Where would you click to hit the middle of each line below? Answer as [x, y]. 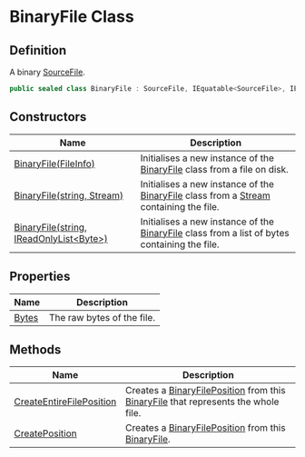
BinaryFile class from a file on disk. [214, 169]
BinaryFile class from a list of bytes [215, 233]
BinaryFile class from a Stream [205, 195]
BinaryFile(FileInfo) [54, 164]
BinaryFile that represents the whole [202, 402]
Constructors [48, 117]
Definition [38, 50]
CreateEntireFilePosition [65, 402]
